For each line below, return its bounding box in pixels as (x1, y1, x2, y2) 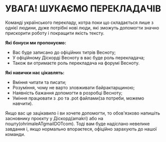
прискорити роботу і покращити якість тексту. (5, 30, 104, 36)
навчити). (12, 100, 33, 106)
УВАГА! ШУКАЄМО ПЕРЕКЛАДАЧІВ (5, 3, 161, 14)
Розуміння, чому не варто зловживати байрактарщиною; (12, 84, 135, 90)
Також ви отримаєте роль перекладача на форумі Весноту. (12, 60, 140, 66)
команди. (5, 131, 25, 137)
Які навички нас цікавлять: (5, 69, 65, 75)
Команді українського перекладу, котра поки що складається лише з (5, 19, 154, 25)
